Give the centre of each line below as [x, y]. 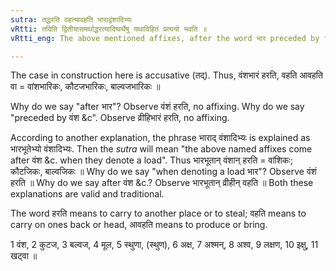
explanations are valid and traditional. [87, 194]
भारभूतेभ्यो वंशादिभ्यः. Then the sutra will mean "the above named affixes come [161, 149]
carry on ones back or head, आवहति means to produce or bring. [139, 225]
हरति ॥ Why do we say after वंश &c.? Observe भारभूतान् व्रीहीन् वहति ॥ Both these [162, 183]
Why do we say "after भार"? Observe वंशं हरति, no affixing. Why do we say [157, 107]
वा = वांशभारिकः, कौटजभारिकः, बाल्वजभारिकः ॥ [85, 87]
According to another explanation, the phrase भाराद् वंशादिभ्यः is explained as [160, 138]
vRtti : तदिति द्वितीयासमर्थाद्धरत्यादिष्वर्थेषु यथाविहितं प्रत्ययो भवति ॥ [109, 29]
